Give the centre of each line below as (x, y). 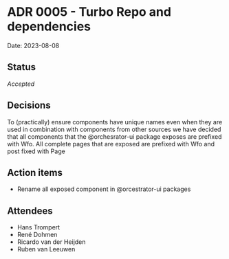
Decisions (29, 105)
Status (22, 67)
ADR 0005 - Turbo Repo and (89, 12)
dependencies (49, 26)
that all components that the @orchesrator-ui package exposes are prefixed (115, 136)
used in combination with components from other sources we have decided (114, 129)
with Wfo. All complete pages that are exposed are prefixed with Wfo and (111, 144)
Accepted (21, 84)
